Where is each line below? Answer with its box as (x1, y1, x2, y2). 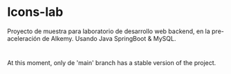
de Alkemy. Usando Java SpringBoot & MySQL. (41, 34, 176, 42)
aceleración (7, 34, 41, 42)
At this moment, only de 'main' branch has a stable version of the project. (7, 59, 216, 67)
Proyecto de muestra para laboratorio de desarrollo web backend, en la (7, 27, 211, 35)
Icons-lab (7, 4, 64, 20)
